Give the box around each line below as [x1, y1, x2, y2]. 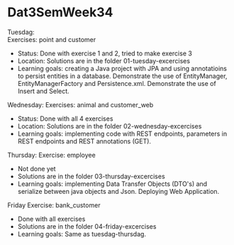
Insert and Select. [17, 87, 69, 95]
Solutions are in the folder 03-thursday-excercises [17, 172, 165, 180]
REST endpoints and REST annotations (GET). [17, 136, 151, 146]
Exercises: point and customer [7, 35, 96, 43]
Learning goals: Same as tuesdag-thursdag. [17, 229, 147, 238]
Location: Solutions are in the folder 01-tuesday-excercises [17, 56, 190, 65]
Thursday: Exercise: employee [7, 151, 96, 159]
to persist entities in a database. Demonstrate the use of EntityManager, [17, 72, 228, 80]
